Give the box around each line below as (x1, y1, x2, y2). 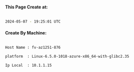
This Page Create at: (5, 4, 48, 10)
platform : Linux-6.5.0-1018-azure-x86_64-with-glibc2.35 (5, 54, 130, 59)
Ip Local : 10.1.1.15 (5, 63, 52, 68)
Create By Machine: (5, 30, 47, 36)
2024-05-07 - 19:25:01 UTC (5, 19, 61, 24)
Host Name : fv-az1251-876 (5, 45, 61, 50)
